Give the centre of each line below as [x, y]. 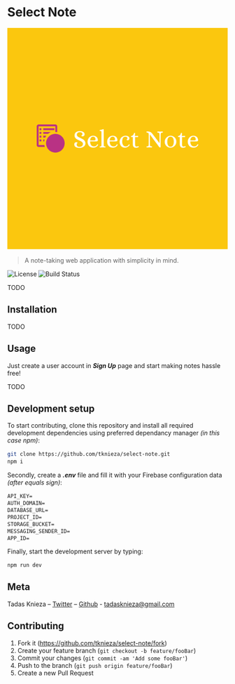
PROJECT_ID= [24, 518]
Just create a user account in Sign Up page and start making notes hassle [114, 365]
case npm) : [24, 440]
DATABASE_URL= [28, 511]
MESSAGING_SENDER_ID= [39, 532]
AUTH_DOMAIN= [26, 504]
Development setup [51, 408]
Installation [32, 310]
